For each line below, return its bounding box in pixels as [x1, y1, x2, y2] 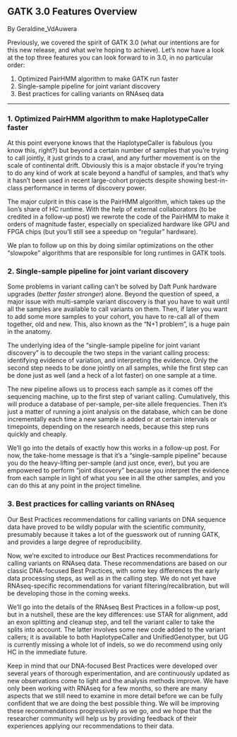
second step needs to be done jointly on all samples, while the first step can [7, 364, 229, 372]
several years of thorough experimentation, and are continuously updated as [7, 668, 230, 678]
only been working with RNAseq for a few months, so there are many [7, 684, 208, 692]
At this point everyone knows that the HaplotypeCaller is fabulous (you [7, 139, 213, 147]
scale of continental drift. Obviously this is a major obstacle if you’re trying [7, 161, 224, 170]
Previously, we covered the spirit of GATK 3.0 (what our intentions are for [7, 38, 220, 47]
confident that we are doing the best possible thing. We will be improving [7, 699, 220, 707]
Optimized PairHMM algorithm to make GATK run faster [17, 74, 178, 83]
